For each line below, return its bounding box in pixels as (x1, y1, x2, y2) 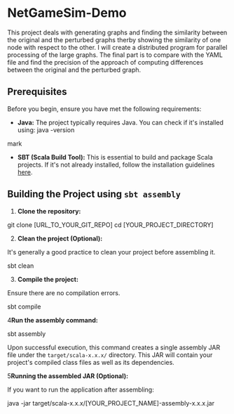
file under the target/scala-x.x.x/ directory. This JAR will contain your (7, 350, 213, 359)
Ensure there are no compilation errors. (7, 288, 121, 297)
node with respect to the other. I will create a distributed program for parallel (7, 43, 228, 51)
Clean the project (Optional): (17, 234, 103, 242)
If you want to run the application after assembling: (7, 385, 154, 394)
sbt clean (7, 261, 34, 270)
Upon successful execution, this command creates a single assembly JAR (7, 343, 221, 351)
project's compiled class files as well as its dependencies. (7, 358, 175, 366)
